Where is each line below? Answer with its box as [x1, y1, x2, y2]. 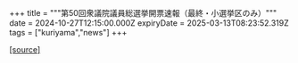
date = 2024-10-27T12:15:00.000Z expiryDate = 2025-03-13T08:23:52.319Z [9, 18, 290, 28]
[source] [9, 44, 41, 55]
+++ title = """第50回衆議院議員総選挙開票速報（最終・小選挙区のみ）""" [9, 8, 277, 18]
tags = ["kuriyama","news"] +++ [9, 28, 128, 37]
